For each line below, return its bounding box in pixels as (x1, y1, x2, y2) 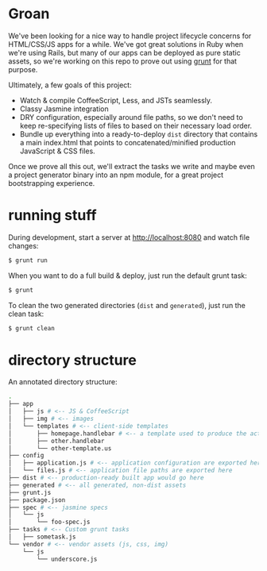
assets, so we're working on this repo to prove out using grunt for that (8, 56, 237, 66)
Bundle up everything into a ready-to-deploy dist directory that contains (19, 129, 258, 139)
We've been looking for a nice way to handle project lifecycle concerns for (8, 31, 252, 41)
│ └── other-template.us (8, 444, 112, 453)
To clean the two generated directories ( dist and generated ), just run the (8, 300, 246, 310)
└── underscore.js (37, 555, 98, 563)
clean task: (8, 309, 44, 318)
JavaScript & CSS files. (19, 146, 95, 156)
